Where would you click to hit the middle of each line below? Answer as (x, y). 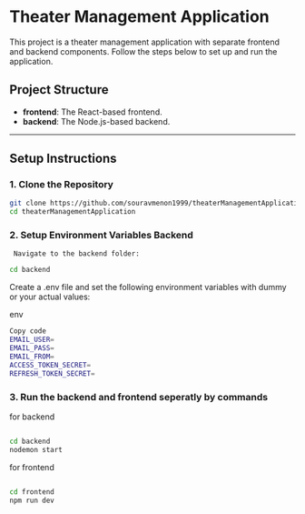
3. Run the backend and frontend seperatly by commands (139, 397)
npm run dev (32, 500)
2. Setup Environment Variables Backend (101, 236)
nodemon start (36, 449)
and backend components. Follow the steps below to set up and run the (143, 51)
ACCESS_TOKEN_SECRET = (50, 365)
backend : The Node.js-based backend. (96, 121)
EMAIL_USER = (32, 340)
